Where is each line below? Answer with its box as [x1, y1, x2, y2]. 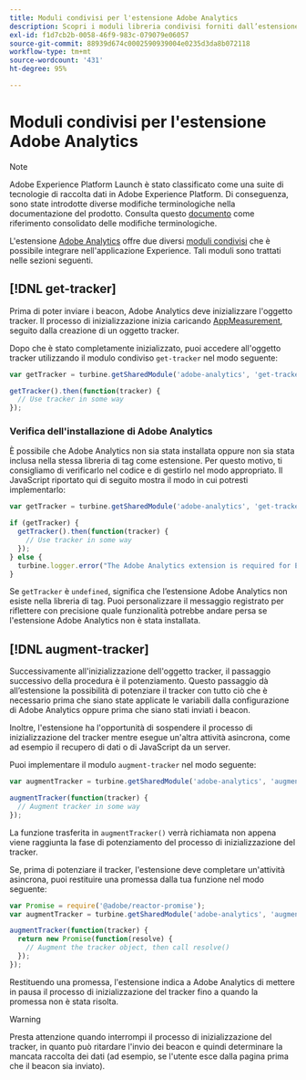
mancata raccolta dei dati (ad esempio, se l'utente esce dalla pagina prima [9, 1051, 290, 1062]
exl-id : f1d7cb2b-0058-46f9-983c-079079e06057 [9, 30, 189, 39]
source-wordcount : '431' [9, 56, 104, 65]
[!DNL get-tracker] [9, 281, 117, 297]
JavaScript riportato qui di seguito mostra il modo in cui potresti [9, 475, 249, 486]
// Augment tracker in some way [17, 802, 141, 811]
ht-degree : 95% [9, 65, 67, 74]
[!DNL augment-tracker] [9, 641, 149, 657]
